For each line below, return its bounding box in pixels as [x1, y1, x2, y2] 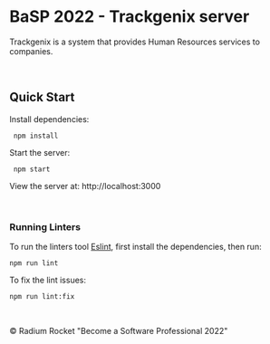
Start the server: [9, 147, 71, 158]
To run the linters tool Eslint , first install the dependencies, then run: [9, 242, 262, 253]
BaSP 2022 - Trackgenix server [9, 6, 250, 27]
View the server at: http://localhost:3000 [9, 180, 161, 191]
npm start [13, 165, 51, 174]
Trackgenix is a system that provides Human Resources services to [9, 36, 261, 47]
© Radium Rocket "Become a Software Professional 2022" [9, 326, 228, 337]
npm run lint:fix [9, 292, 75, 301]
